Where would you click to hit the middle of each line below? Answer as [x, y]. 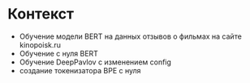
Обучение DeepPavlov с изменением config [95, 62]
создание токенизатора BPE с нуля [80, 70]
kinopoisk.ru [40, 44]
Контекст [41, 14]
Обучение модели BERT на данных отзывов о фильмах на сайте [131, 36]
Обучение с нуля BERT [59, 53]
